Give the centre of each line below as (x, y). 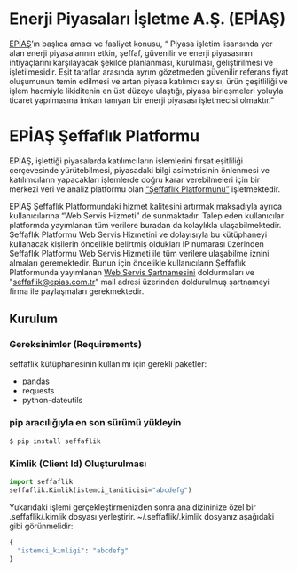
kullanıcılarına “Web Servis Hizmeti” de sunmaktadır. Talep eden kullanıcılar (147, 215)
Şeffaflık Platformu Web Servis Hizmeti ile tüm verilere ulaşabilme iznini (139, 253)
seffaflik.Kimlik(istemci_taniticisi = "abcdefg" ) (101, 490)
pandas (36, 381)
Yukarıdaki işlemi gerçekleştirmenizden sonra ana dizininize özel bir (133, 507)
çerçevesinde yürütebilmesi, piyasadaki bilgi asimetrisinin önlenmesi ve (140, 170)
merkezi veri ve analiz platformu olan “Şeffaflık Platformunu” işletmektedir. (145, 189)
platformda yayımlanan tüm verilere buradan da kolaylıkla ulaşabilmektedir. (145, 225)
